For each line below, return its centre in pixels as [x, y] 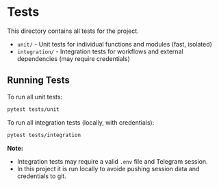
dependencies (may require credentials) [73, 58]
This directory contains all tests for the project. [73, 31]
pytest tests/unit [33, 109]
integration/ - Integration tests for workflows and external [100, 51]
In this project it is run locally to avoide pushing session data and [108, 169]
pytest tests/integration [44, 135]
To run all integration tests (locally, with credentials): [81, 122]
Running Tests [38, 80]
